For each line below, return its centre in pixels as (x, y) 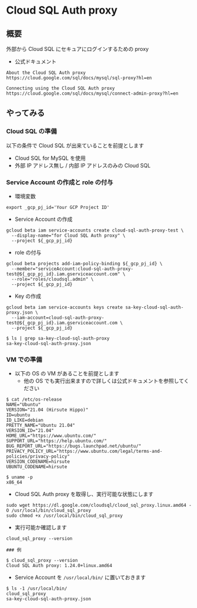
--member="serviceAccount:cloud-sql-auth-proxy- (72, 269)
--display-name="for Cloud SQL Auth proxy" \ (69, 235)
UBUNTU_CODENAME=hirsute (37, 467)
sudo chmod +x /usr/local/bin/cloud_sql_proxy (64, 516)
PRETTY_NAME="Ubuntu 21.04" (41, 426)
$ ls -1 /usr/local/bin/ (37, 589)
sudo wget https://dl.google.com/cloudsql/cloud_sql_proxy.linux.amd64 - (99, 506)
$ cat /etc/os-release (34, 400)
